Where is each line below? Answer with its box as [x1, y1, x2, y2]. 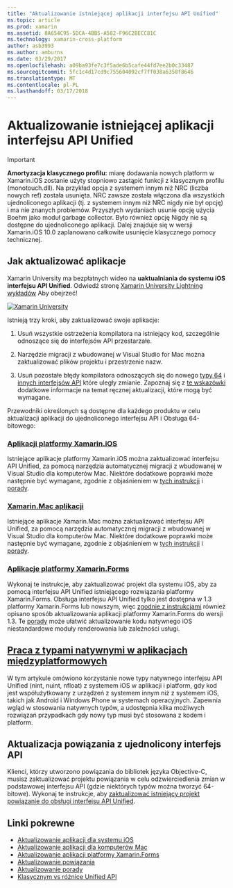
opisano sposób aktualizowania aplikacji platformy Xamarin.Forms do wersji [7, 609, 223, 617]
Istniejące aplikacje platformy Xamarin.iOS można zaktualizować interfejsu [7, 455, 220, 463]
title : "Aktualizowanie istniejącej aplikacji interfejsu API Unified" [7, 10, 218, 17]
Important [7, 156, 35, 164]
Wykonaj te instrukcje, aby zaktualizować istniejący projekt [31, 790, 200, 798]
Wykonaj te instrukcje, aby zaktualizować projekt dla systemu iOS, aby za [7, 580, 217, 588]
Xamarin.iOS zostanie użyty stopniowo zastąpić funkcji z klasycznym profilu [7, 177, 225, 185]
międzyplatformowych [7, 655, 107, 668]
